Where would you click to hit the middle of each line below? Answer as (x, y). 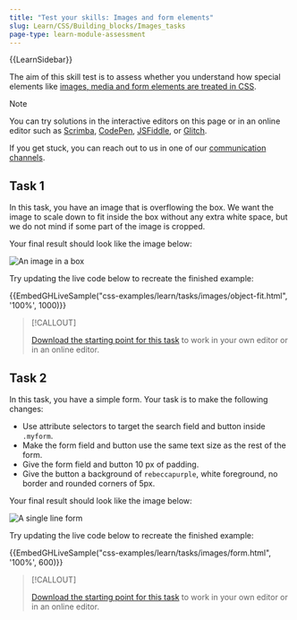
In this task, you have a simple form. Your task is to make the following (139, 399)
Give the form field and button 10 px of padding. (110, 464)
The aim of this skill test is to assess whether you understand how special (145, 77)
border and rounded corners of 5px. (89, 483)
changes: (26, 409)
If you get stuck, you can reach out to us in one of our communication (138, 148)
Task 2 (28, 378)
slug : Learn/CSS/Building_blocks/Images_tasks (98, 26)
